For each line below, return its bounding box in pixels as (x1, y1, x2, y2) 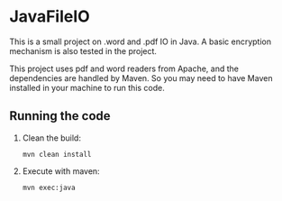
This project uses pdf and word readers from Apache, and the (9, 63, 239, 74)
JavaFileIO (9, 6, 90, 27)
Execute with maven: (22, 165, 101, 177)
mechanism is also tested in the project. (9, 45, 158, 56)
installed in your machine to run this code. (9, 82, 165, 93)
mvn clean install (22, 150, 92, 159)
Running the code (9, 108, 111, 123)
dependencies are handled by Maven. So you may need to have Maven (9, 72, 273, 83)
